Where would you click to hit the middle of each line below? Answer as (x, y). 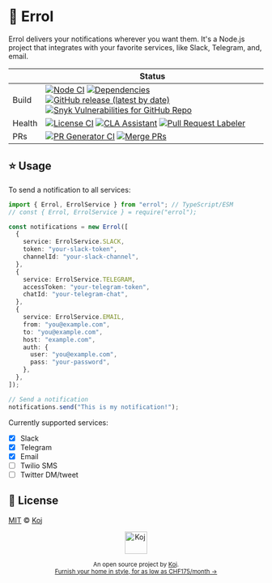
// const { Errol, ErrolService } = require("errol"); (103, 212)
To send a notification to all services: (70, 189)
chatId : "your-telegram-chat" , (76, 295)
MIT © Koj (25, 520)
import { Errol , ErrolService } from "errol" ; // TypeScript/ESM (121, 204)
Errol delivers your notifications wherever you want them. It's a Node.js (127, 39)
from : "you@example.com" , (67, 324)
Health (25, 123)
